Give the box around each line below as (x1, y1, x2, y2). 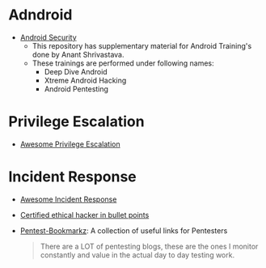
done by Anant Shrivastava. (32, 49, 125, 59)
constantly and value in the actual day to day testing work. (40, 249, 235, 260)
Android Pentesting (44, 83, 109, 94)
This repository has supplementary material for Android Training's (32, 40, 252, 50)
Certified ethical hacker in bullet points (19, 210, 150, 219)
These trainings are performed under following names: (32, 58, 214, 68)
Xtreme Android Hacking (44, 75, 127, 85)
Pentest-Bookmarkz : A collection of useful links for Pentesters (19, 225, 228, 236)
